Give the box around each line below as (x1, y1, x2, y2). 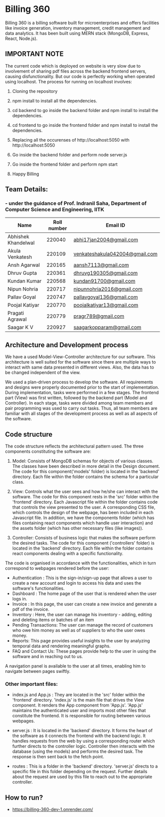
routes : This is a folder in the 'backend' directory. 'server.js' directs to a (12, 763, 158, 769)
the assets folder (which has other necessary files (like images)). (12, 525, 143, 531)
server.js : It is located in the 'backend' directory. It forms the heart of (12, 728, 153, 734)
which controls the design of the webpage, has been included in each (12, 510, 154, 516)
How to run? (5, 793, 43, 802)
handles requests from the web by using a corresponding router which (12, 738, 155, 744)
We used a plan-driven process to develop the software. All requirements (5, 379, 153, 385)
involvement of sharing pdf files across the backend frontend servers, (5, 68, 146, 74)
